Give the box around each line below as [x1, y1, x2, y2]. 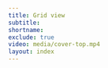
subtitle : [8, 19, 41, 27]
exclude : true [8, 33, 55, 41]
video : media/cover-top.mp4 [8, 41, 101, 48]
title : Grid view [8, 11, 65, 20]
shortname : [8, 26, 44, 34]
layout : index [8, 48, 55, 55]
